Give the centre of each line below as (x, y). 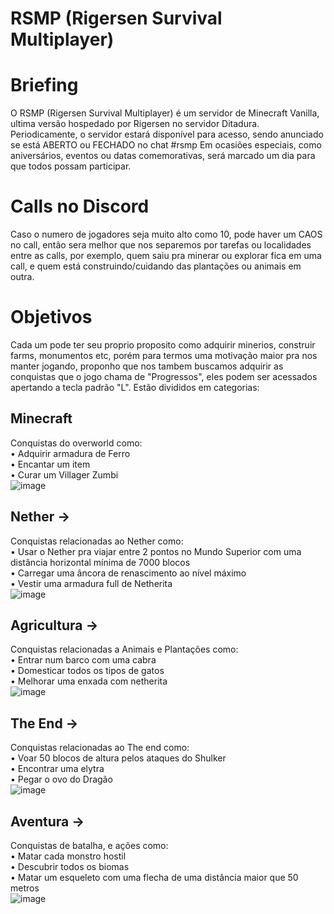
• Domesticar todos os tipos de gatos (87, 671)
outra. (22, 277)
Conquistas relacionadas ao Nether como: (97, 541)
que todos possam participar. (71, 166)
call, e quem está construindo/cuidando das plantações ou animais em (156, 266)
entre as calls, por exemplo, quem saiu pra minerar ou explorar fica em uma (166, 256)
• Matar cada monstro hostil (68, 856)
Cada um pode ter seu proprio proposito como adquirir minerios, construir (163, 345)
